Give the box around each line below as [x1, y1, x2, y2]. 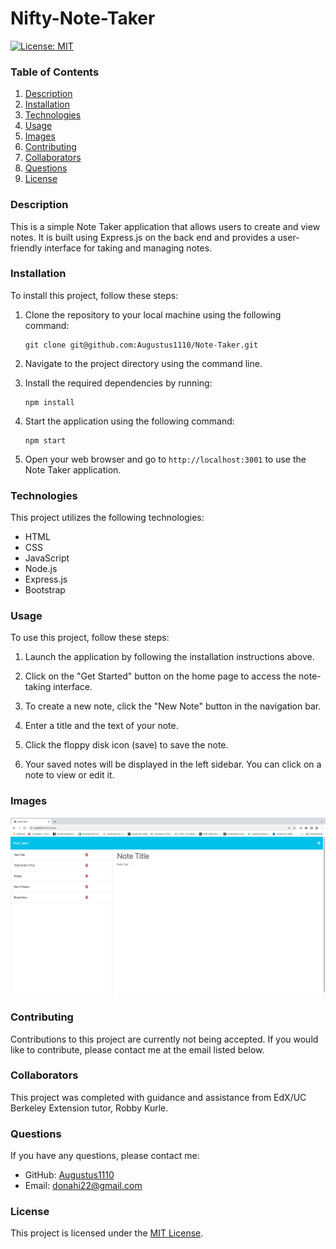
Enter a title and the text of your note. [24, 720, 179, 732]
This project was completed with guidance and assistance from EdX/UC [10, 1091, 307, 1103]
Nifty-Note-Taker [10, 7, 156, 30]
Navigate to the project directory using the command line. [24, 357, 263, 369]
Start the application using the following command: [24, 415, 235, 427]
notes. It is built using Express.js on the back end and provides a [10, 231, 276, 243]
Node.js [24, 563, 58, 575]
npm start [24, 435, 67, 446]
